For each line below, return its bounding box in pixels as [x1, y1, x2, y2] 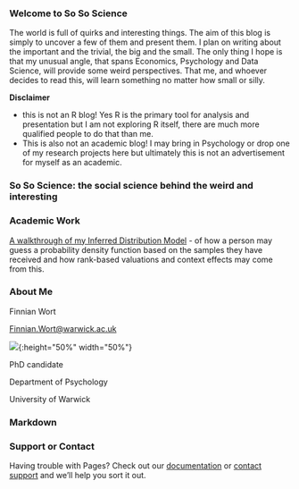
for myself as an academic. [21, 157, 122, 168]
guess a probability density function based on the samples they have [9, 244, 263, 255]
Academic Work [9, 215, 80, 227]
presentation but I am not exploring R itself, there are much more [21, 119, 261, 130]
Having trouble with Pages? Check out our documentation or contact [9, 460, 262, 471]
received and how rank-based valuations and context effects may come [9, 254, 274, 265]
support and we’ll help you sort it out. [9, 470, 146, 481]
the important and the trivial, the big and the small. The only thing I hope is [9, 46, 283, 57]
